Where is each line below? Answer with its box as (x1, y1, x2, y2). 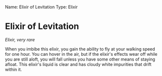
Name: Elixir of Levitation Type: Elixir (5, 4, 78, 10)
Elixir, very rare (5, 37, 35, 42)
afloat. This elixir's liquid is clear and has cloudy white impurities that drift (5, 61, 152, 67)
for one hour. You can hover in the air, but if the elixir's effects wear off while (5, 51, 158, 57)
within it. (5, 66, 22, 72)
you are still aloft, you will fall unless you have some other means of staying (5, 56, 156, 62)
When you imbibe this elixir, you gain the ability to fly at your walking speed (5, 46, 155, 52)
